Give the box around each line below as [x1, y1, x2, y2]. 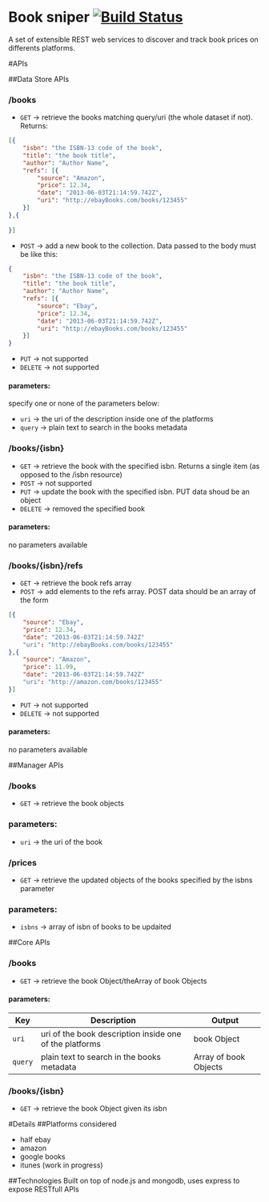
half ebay [19, 1135, 51, 1144]
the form [19, 595, 49, 605]
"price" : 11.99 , [22, 663, 78, 671]
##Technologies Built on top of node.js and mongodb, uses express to [8, 1176, 240, 1186]
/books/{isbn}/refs [8, 560, 83, 571]
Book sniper [8, 8, 90, 26]
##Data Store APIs [8, 74, 70, 84]
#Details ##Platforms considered [8, 1119, 118, 1129]
